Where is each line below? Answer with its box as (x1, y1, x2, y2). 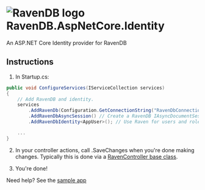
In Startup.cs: (15, 73, 49, 80)
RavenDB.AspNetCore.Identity (6, 19, 165, 33)
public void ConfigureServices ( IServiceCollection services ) (6, 85, 165, 91)
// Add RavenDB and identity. (17, 96, 95, 102)
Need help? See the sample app (6, 177, 87, 184)
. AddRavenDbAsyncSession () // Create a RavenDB (28, 113, 151, 119)
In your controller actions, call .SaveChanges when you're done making (15, 146, 195, 153)
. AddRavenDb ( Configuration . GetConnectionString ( (28, 107, 154, 114)
